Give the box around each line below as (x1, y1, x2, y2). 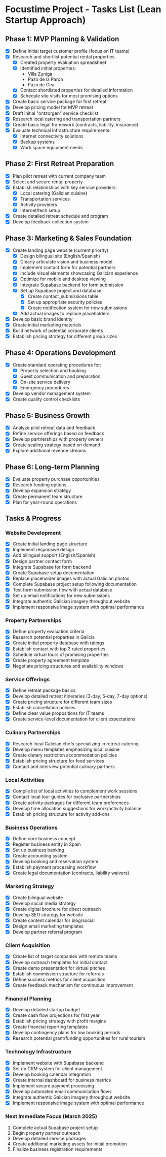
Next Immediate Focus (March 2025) (5, 1113, 98, 1120)
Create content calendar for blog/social (12, 917, 95, 923)
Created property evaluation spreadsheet (20, 59, 106, 65)
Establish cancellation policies (12, 705, 76, 711)
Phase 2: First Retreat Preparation (5, 159, 114, 168)
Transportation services (20, 196, 70, 202)
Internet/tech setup (20, 207, 61, 214)
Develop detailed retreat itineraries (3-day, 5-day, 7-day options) (12, 693, 148, 699)
